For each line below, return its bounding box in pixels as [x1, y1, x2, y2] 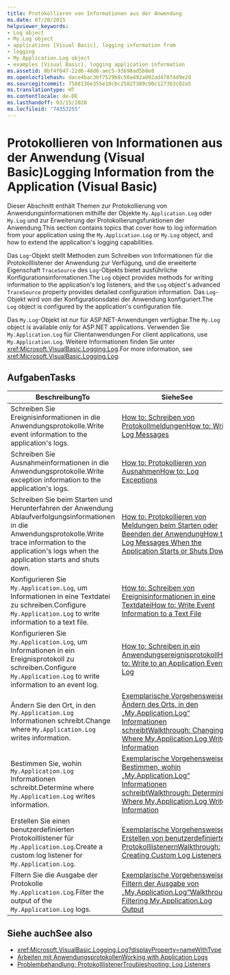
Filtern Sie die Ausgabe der [10, 870, 98, 880]
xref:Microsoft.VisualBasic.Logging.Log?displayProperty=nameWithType [16, 946, 222, 954]
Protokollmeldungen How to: [121, 421, 211, 431]
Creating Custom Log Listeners [121, 850, 222, 860]
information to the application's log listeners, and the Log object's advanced [7, 280, 220, 289]
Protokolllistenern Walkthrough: [121, 841, 220, 851]
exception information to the [10, 474, 101, 484]
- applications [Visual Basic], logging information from [7, 42, 176, 49]
